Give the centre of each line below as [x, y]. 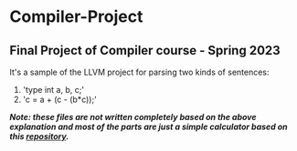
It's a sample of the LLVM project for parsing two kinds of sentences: [139, 72]
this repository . [39, 136]
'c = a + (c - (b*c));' [60, 99]
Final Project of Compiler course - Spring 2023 [145, 50]
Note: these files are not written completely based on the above [133, 117]
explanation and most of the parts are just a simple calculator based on [148, 126]
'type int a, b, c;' [53, 90]
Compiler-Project [76, 17]
